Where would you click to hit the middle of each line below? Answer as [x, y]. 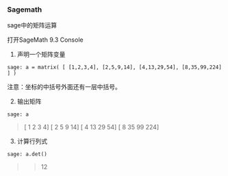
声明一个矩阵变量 [41, 54]
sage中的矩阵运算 [32, 25]
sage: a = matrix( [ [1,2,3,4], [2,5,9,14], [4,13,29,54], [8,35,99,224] [115, 67]
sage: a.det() [27, 154]
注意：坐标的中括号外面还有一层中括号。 [64, 87]
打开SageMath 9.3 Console [45, 40]
